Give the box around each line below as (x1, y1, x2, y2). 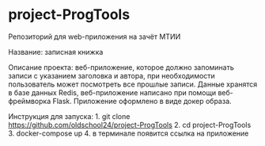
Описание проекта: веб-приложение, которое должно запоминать (8, 62, 235, 72)
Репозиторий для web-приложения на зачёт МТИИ (8, 32, 181, 41)
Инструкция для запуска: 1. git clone (8, 111, 131, 121)
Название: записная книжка (8, 47, 104, 56)
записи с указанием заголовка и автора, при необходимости (8, 71, 215, 80)
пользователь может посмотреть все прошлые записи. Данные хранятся (8, 79, 258, 89)
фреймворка (8, 96, 51, 106)
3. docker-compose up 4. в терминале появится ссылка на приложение (8, 129, 249, 138)
